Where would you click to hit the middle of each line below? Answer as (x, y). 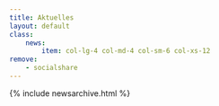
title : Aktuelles (42, 18)
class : (22, 34)
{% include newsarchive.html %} (70, 93)
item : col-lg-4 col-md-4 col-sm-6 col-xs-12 (126, 51)
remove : (24, 59)
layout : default (39, 26)
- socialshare (52, 68)
